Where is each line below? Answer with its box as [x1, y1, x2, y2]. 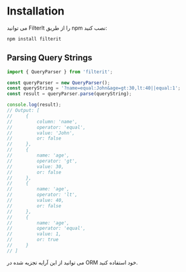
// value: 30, [7, 163, 64, 170]
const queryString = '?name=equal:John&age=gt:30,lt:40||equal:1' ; [7, 85, 181, 91]
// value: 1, [7, 231, 62, 237]
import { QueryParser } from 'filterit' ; [7, 68, 113, 75]
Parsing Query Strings [7, 53, 93, 63]
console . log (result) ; [7, 102, 62, 108]
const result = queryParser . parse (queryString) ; [7, 91, 132, 97]
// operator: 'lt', [7, 192, 78, 198]
